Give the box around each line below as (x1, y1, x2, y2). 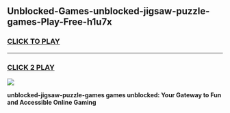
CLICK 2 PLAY (7, 62, 55, 72)
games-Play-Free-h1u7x (7, 16, 113, 28)
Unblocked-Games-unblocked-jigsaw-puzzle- (7, 5, 210, 17)
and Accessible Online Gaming (7, 98, 97, 106)
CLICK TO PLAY (7, 37, 60, 47)
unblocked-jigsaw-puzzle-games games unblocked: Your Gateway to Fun (7, 90, 222, 99)
